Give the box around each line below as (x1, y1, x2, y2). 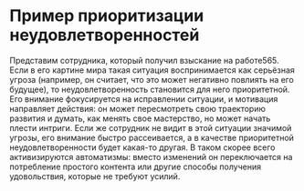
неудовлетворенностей (9, 25, 200, 45)
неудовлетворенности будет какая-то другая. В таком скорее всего (9, 142, 276, 153)
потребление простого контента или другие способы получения (9, 161, 262, 172)
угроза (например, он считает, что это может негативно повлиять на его (9, 74, 294, 85)
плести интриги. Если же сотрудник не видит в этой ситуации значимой (9, 122, 292, 133)
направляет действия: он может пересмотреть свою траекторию (9, 103, 267, 114)
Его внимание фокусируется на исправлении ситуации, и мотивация (9, 93, 278, 105)
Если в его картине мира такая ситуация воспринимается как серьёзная (9, 65, 295, 75)
